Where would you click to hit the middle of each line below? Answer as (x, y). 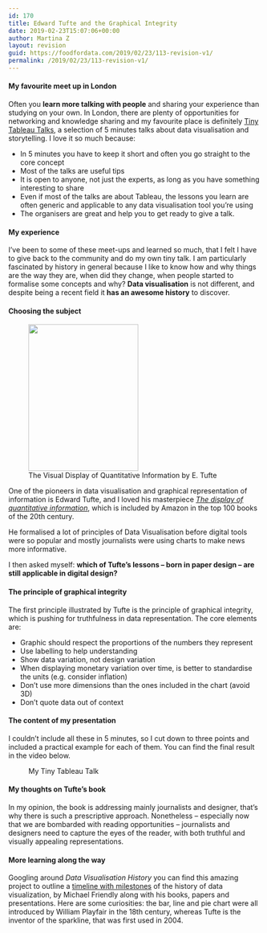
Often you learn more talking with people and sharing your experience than (134, 104)
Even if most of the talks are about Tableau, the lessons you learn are (134, 197)
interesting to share (52, 188)
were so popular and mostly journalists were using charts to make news (127, 541)
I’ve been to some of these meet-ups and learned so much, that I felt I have (133, 250)
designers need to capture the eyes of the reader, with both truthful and (127, 833)
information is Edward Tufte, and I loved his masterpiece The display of (126, 500)
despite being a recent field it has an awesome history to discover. (119, 293)
